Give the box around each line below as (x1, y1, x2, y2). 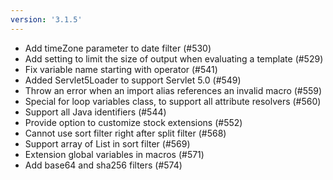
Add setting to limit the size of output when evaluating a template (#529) (24, 52, 324, 65)
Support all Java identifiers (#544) (24, 106, 167, 118)
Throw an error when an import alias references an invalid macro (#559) (24, 84, 323, 96)
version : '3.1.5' (10, 14, 83, 25)
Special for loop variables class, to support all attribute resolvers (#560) (24, 95, 322, 107)
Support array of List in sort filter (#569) (24, 137, 191, 150)
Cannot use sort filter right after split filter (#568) (24, 127, 227, 139)
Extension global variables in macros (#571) (24, 148, 205, 160)
